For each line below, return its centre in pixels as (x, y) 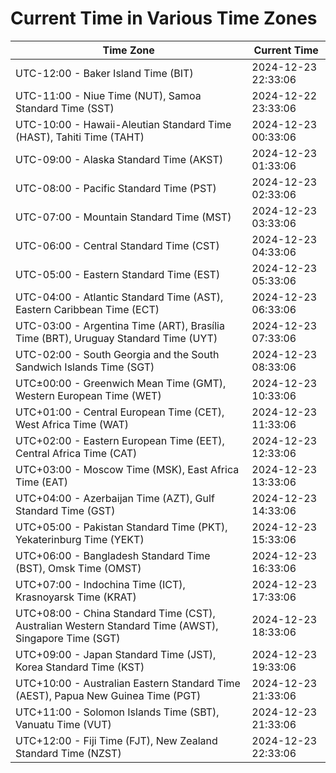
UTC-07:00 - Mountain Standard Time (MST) (123, 217)
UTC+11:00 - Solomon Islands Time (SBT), (117, 712)
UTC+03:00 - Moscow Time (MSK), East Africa (127, 469)
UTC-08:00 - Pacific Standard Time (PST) (116, 188)
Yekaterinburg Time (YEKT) (80, 539)
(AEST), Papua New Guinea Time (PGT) (108, 695)
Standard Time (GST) (65, 510)
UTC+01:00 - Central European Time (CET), (120, 412)
